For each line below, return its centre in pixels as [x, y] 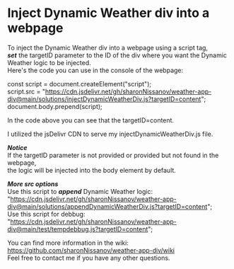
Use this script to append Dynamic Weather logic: [80, 191]
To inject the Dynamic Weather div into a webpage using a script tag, [108, 47]
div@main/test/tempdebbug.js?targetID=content [78, 229]
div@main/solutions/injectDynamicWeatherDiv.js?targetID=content [104, 99]
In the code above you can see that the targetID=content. [91, 120]
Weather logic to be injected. [49, 62]
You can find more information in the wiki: [68, 243]
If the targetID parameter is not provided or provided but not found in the [113, 155]
